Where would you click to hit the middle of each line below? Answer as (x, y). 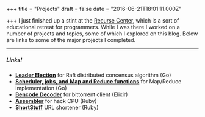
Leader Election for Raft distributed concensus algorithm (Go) (93, 75)
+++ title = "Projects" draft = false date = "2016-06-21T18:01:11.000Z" (94, 9)
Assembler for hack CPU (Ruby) (56, 101)
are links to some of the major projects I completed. (71, 40)
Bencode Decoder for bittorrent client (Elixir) (71, 94)
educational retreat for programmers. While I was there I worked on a (93, 27)
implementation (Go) (41, 88)
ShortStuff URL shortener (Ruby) (57, 107)
